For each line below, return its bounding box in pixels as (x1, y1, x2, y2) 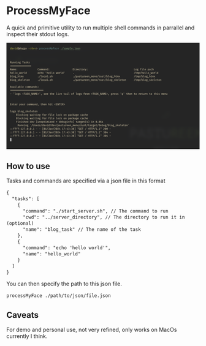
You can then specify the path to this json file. (6, 280, 123, 288)
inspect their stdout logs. (6, 30, 69, 37)
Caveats (6, 310, 39, 320)
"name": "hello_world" (22, 251, 81, 257)
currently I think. (6, 333, 48, 340)
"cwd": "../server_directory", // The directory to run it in (22, 214, 185, 220)
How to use (6, 160, 50, 171)
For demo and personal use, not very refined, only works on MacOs (6, 326, 177, 334)
